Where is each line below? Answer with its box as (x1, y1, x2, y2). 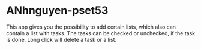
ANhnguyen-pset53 (6, 4, 109, 17)
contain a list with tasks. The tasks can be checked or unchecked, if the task (6, 29, 196, 36)
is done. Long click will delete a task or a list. (6, 36, 117, 43)
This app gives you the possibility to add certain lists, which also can (6, 23, 176, 30)
